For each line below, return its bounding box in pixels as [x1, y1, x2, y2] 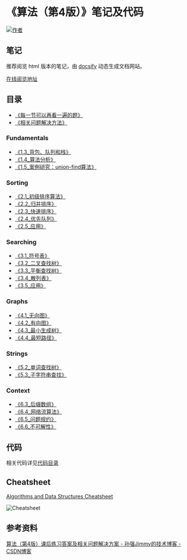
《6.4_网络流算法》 [14, 408, 63, 416]
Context [6, 386, 30, 395]
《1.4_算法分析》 [14, 156, 56, 163]
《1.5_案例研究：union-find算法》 [14, 163, 97, 170]
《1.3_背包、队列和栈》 [14, 148, 71, 155]
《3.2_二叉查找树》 [14, 260, 63, 267]
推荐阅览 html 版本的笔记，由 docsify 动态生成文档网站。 [6, 62, 146, 69]
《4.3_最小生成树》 [14, 327, 63, 334]
